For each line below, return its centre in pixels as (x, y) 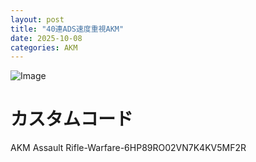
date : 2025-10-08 (46, 38)
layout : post (37, 19)
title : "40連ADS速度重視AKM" (67, 29)
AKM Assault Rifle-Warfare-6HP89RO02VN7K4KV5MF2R (128, 148)
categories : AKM (44, 47)
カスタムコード (72, 119)
